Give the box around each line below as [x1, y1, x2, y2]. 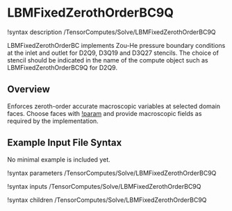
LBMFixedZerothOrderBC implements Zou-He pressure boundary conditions [7, 41, 226, 49]
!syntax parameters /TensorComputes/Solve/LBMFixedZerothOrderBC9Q [7, 169, 217, 177]
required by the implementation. [7, 117, 99, 125]
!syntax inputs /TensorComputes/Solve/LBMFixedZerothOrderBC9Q [7, 182, 201, 190]
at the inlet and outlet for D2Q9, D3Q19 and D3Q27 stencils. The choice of [7, 49, 219, 57]
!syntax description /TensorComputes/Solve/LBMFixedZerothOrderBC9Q [7, 28, 217, 36]
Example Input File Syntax [7, 137, 122, 149]
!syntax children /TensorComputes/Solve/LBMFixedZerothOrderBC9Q [7, 196, 207, 204]
